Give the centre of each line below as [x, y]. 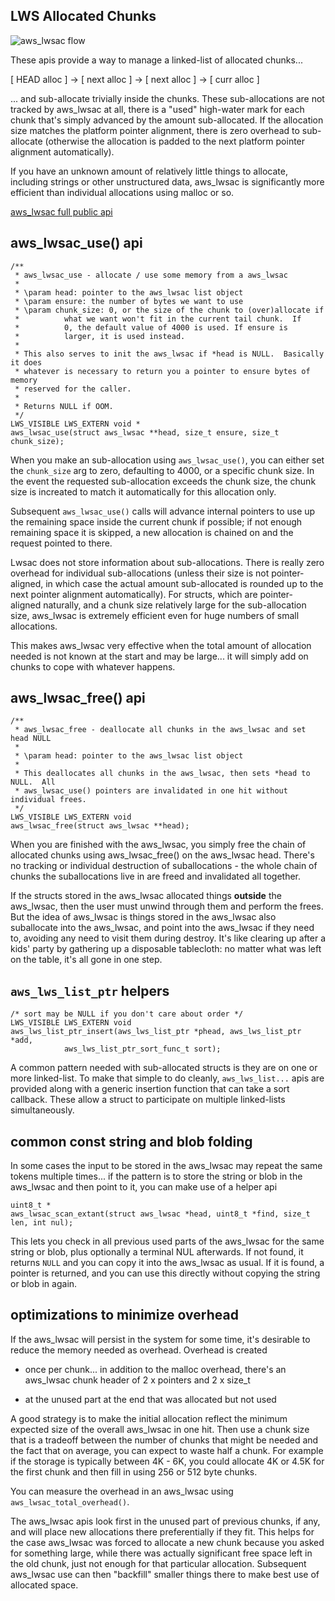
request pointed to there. [61, 543]
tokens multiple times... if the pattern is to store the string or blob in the [156, 1176]
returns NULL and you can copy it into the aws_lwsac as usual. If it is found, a [167, 1263]
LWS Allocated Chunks [83, 16]
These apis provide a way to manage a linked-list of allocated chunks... [156, 60]
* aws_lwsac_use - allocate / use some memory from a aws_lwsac [151, 275]
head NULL [31, 739]
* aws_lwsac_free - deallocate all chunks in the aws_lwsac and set [160, 730]
